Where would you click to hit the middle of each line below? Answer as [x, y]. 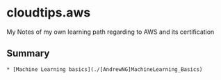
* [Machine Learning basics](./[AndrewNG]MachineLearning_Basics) [105, 69]
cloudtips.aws [49, 13]
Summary [28, 53]
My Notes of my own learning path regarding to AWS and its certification [110, 32]
